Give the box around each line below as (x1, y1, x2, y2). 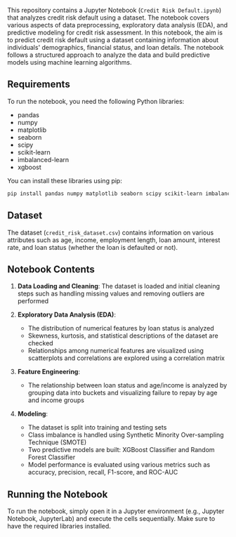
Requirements (7, 79, 70, 91)
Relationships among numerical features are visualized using (27, 347, 204, 355)
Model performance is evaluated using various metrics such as (27, 460, 211, 469)
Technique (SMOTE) (27, 438, 87, 446)
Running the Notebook (7, 488, 108, 500)
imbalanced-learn (17, 155, 70, 164)
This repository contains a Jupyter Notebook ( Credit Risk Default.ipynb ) (7, 6, 222, 14)
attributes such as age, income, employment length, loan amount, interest (7, 235, 221, 244)
